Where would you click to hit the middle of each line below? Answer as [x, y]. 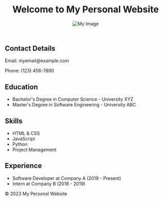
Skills [14, 121]
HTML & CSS [26, 133]
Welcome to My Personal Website [86, 10]
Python [20, 144]
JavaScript [24, 139]
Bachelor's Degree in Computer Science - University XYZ [73, 99]
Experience [23, 166]
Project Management [34, 150]
